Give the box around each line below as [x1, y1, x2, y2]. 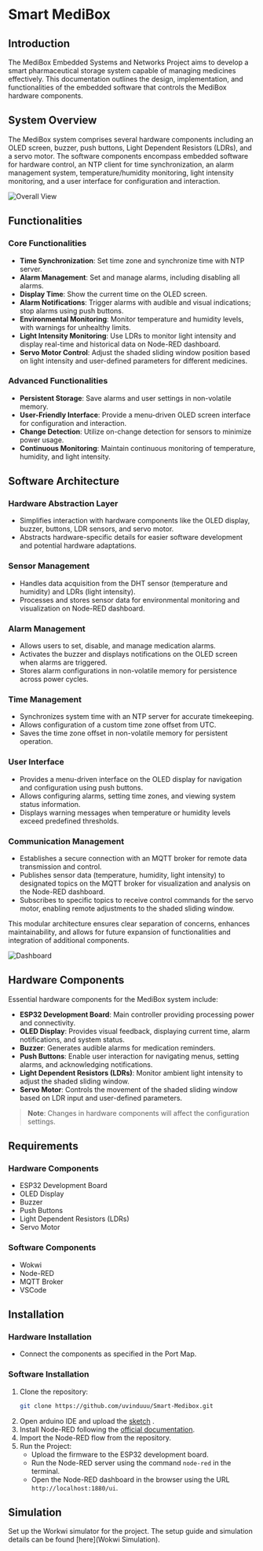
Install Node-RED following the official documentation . [19, 1424, 195, 1434]
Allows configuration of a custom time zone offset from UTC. [19, 720, 217, 730]
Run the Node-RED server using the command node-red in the [31, 1457, 232, 1467]
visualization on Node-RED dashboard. [19, 603, 145, 613]
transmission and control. [19, 862, 102, 871]
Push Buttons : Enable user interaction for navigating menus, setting [19, 1051, 239, 1061]
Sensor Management [8, 560, 90, 571]
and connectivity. [19, 1017, 76, 1027]
